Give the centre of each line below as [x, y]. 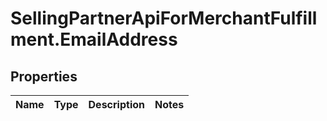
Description [116, 104]
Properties [44, 76]
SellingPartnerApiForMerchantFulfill [164, 18]
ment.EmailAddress [94, 39]
